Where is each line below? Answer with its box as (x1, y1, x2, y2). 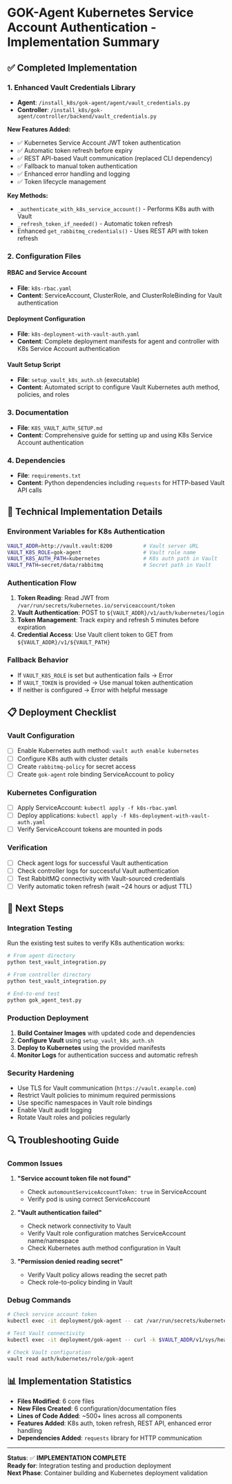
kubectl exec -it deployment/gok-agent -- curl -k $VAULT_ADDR (7, 1336, 193, 1343)
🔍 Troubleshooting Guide (7, 1134, 119, 1146)
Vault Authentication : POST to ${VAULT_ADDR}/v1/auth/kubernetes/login (17, 608, 224, 617)
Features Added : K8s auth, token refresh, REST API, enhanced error (17, 1419, 212, 1427)
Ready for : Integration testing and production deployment (7, 1462, 171, 1470)
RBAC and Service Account (7, 269, 88, 277)
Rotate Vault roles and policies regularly (17, 1113, 130, 1122)
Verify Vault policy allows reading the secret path (27, 1270, 168, 1278)
